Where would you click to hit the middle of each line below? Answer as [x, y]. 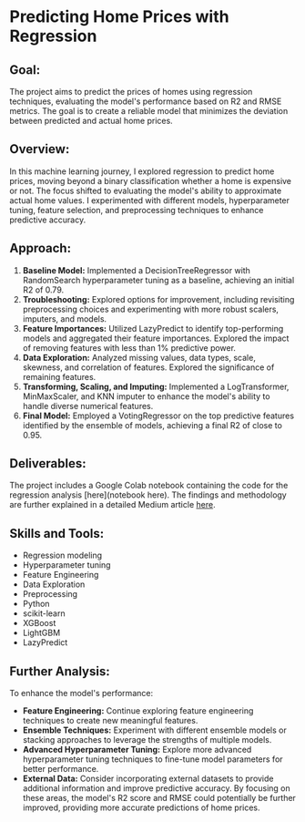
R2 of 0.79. [43, 290]
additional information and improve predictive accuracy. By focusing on [157, 788]
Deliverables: [48, 463]
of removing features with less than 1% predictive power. [129, 347]
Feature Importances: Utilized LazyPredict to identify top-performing [153, 328]
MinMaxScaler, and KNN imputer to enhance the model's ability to [146, 396]
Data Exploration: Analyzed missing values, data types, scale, [139, 357]
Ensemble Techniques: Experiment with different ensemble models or [154, 730]
